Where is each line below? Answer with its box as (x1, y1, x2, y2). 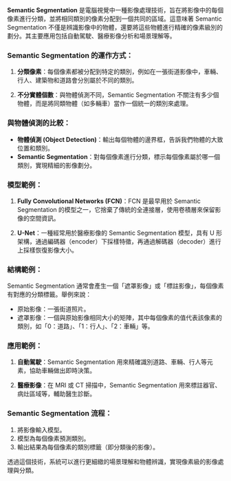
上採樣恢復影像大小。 (16, 246, 78, 254)
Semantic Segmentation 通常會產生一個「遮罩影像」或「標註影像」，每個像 (7, 281, 218, 290)
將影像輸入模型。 (16, 425, 66, 434)
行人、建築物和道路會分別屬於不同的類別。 (16, 76, 138, 85)
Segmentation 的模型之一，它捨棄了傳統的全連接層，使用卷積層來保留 (16, 205, 215, 213)
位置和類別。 (16, 144, 54, 152)
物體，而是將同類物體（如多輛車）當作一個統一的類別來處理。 (16, 99, 192, 108)
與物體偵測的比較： (7, 118, 71, 128)
